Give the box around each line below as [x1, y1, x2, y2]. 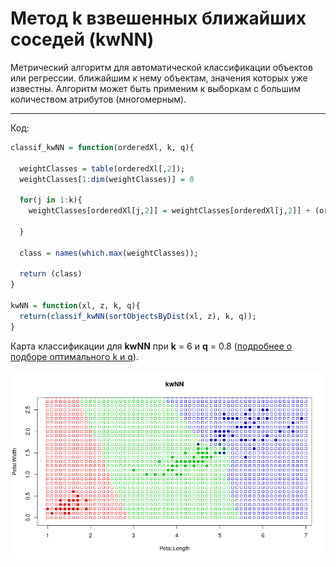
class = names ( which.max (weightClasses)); [19, 248, 199, 258]
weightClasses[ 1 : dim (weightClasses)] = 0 [19, 174, 195, 184]
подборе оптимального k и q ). [10, 350, 139, 362]
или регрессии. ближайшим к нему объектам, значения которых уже [10, 72, 308, 84]
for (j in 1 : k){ [19, 195, 83, 206]
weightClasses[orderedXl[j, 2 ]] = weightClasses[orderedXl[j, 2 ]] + [28, 206, 311, 216]
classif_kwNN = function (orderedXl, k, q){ [10, 142, 195, 152]
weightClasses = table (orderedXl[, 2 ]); [19, 163, 186, 174]
